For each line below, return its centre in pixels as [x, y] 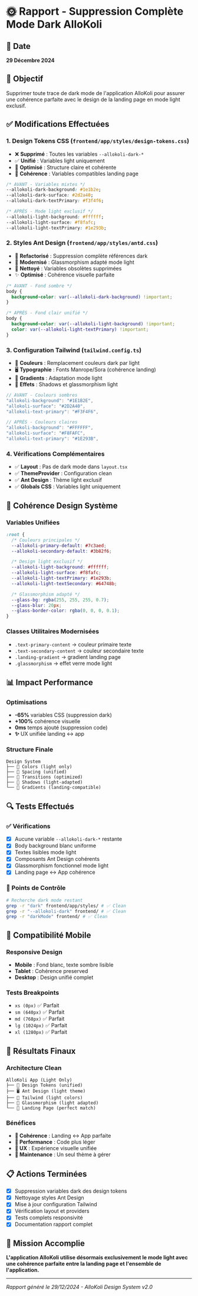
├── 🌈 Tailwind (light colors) [44, 1098]
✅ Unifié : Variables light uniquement [60, 161]
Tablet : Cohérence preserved [51, 971]
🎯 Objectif [25, 79]
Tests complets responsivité [49, 1217]
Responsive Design [34, 952]
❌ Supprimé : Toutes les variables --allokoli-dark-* [79, 154]
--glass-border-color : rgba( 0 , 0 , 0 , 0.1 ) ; [66, 611]
